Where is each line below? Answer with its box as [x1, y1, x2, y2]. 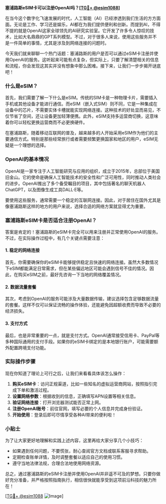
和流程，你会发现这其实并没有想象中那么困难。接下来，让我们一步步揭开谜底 [5, 63, 161, 69]
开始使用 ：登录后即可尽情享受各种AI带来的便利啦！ [12, 412, 117, 418]
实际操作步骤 [5, 358, 36, 365]
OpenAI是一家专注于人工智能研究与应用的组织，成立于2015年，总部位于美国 [5, 168, 160, 174]
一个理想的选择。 [13, 142, 48, 148]
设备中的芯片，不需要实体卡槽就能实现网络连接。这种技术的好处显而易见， [5, 107, 157, 113]
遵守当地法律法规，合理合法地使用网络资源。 [12, 461, 104, 466]
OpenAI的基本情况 [5, 156, 49, 163]
